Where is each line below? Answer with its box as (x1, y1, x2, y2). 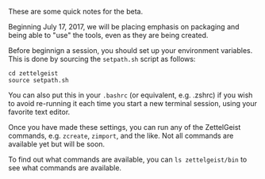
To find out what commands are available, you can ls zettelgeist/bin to (8, 154, 248, 164)
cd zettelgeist (8, 70, 59, 78)
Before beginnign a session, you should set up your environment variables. (8, 46, 253, 55)
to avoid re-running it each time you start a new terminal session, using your (8, 99, 258, 108)
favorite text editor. (8, 107, 71, 116)
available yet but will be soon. (8, 139, 106, 149)
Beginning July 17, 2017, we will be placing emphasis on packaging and (8, 22, 240, 31)
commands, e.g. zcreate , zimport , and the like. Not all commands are (8, 131, 234, 140)
